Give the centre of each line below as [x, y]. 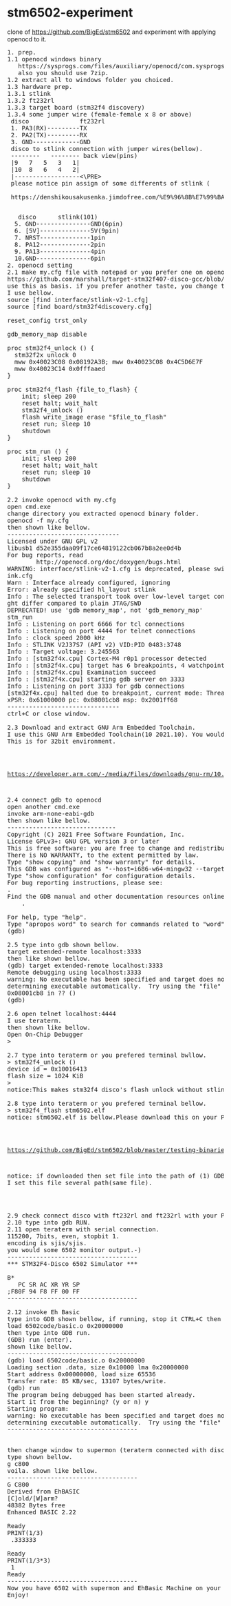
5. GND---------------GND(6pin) [69, 224]
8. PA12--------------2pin [59, 244]
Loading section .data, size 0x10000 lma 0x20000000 [98, 1367]
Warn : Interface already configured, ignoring [89, 582]
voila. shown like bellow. [53, 1470]
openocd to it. [27, 39]
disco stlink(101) [58, 217]
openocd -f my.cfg [38, 520]
